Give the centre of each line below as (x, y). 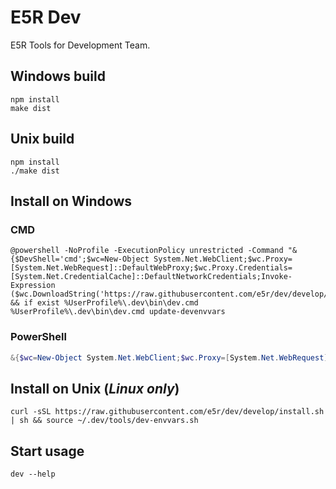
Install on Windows (71, 201)
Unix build (42, 139)
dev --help (33, 474)
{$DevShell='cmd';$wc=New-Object (80, 259)
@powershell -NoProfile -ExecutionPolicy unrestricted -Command (147, 251)
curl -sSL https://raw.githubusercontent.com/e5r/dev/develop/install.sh (167, 412)
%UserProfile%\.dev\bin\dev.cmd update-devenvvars (118, 312)
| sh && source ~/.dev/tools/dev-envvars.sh (104, 421)
